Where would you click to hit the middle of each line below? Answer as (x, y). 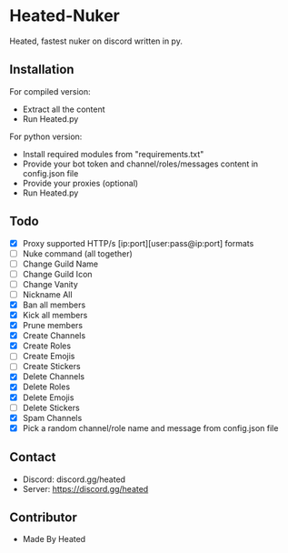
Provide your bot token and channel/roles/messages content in (140, 164)
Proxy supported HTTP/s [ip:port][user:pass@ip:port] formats (138, 243)
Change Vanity (50, 284)
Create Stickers (51, 367)
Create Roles (46, 346)
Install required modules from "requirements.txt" (113, 154)
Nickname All (47, 294)
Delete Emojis (48, 397)
